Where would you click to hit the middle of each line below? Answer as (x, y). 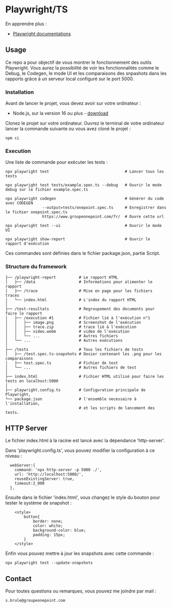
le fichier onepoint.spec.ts (36, 212)
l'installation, (23, 403)
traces (12, 295)
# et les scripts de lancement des (117, 408)
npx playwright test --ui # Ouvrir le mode (83, 226)
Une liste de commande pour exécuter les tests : (56, 162)
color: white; (48, 526)
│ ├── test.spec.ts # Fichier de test (62, 363)
